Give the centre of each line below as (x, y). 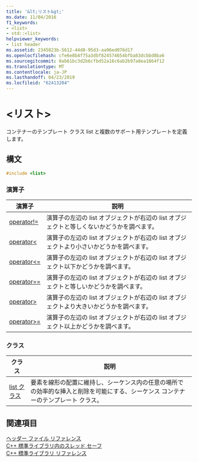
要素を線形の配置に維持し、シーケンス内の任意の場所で (107, 383)
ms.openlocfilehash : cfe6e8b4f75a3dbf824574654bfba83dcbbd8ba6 (85, 56)
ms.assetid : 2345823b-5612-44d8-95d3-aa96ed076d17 (70, 50)
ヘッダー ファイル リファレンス (44, 438)
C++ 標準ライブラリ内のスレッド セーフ (54, 446)
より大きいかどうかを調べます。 (108, 306)
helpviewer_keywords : (33, 39)
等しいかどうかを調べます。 (108, 286)
